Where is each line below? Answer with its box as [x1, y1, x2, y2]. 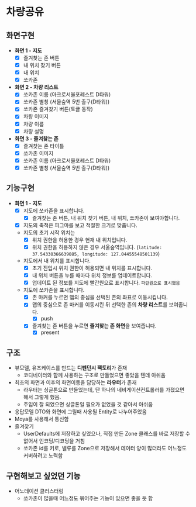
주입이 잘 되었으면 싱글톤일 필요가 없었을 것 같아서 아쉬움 [23, 401, 153, 408]
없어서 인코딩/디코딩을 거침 [23, 437, 85, 444]
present [40, 329, 60, 336]
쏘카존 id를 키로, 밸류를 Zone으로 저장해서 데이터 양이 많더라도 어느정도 [23, 445, 187, 452]
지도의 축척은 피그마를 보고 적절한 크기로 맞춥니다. [23, 222, 137, 229]
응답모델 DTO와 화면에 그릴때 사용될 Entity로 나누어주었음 [14, 408, 147, 415]
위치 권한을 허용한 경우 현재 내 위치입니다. [32, 236, 128, 243]
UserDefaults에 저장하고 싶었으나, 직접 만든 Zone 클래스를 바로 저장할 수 [23, 430, 191, 437]
